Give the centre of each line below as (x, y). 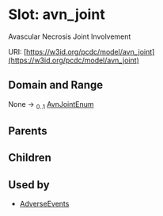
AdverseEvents (44, 204)
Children (30, 158)
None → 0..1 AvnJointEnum (51, 105)
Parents (28, 131)
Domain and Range (56, 85)
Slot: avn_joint (57, 15)
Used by (29, 185)
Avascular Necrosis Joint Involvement (70, 36)
